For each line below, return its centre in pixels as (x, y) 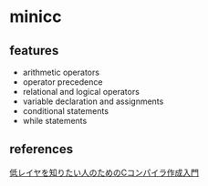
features (34, 51)
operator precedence (62, 82)
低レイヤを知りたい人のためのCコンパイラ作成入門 (104, 172)
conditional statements (66, 111)
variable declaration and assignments (93, 101)
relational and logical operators (81, 92)
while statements (55, 121)
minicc (36, 17)
